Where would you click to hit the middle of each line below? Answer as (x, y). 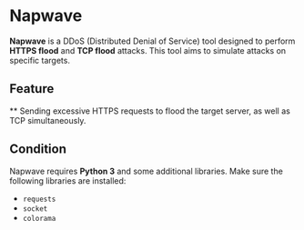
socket (35, 209)
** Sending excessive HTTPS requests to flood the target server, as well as (150, 111)
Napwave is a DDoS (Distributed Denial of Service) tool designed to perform (152, 41)
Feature (32, 89)
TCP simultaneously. (48, 120)
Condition (38, 150)
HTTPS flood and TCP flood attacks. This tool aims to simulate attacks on (148, 50)
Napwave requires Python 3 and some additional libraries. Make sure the (147, 171)
